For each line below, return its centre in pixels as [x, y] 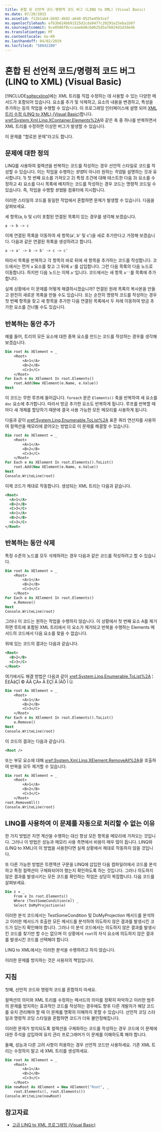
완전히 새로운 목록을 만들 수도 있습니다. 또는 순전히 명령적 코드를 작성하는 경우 [83, 295]
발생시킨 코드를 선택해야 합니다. [40, 939]
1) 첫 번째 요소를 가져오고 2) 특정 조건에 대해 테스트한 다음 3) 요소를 [87, 178]
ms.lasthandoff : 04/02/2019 [33, 41]
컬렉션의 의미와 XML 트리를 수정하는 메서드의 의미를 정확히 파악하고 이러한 [75, 1000]
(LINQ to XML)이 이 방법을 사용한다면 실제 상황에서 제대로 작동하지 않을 [73, 848]
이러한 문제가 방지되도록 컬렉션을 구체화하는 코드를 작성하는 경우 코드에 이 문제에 [81, 1028]
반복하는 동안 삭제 [30, 543]
